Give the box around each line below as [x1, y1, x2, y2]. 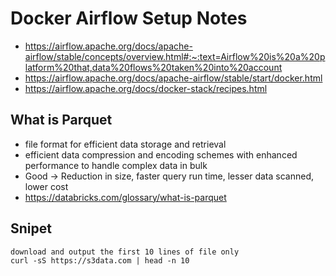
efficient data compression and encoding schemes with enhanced [24, 148, 298, 161]
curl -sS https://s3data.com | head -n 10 [10, 255, 190, 266]
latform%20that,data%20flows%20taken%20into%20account [24, 61, 283, 73]
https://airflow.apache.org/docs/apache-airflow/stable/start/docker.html [24, 72, 323, 84]
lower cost [24, 180, 69, 192]
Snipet [10, 220, 52, 237]
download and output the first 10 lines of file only [10, 247, 240, 257]
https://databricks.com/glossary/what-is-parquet [24, 191, 227, 203]
